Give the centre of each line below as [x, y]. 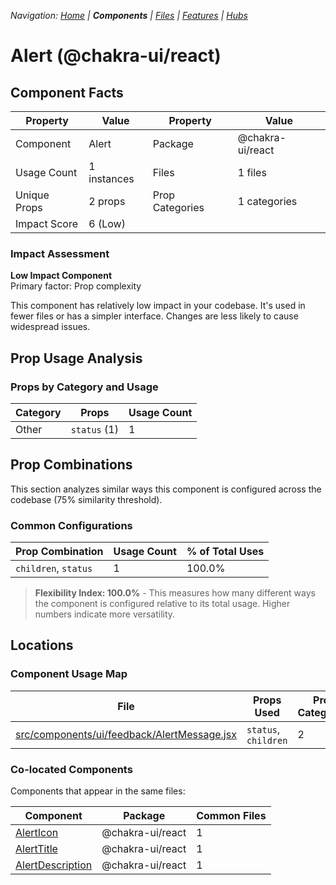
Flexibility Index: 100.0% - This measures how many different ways [175, 593]
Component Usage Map [69, 674]
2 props [107, 201]
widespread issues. [50, 327]
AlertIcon [37, 833]
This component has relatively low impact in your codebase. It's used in [158, 306]
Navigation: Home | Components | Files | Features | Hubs [129, 15]
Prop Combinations [71, 465]
